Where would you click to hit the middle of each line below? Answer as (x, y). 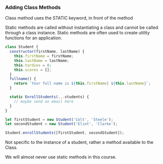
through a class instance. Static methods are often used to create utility (78, 33)
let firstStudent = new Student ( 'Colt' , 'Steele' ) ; (59, 119)
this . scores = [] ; (33, 70)
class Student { (22, 47)
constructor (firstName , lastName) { (47, 52)
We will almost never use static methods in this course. (61, 157)
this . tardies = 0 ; (33, 65)
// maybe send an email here (44, 101)
